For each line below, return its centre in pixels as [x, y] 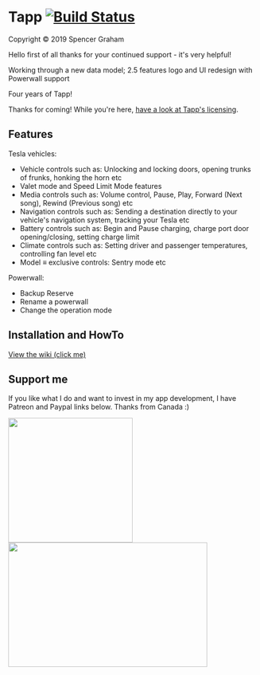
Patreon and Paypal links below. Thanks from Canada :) [99, 407]
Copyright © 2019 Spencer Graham [66, 39]
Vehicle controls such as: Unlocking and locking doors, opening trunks [136, 169]
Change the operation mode [66, 310]
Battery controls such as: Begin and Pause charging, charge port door [134, 228]
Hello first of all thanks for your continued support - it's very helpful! [120, 54]
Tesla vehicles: [33, 153]
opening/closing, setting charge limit [80, 237]
